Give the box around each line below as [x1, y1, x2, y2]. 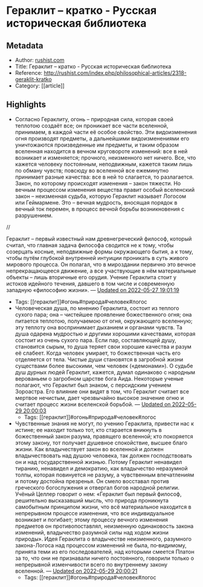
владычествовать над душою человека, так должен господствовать [14, 452, 192, 459]
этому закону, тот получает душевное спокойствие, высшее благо [14, 439, 188, 446]
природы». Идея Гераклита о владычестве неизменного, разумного [14, 535, 192, 542]
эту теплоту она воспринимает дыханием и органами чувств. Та [14, 323, 182, 331]
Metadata [6, 40, 43, 51]
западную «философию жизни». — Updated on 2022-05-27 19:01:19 [6, 286, 179, 293]
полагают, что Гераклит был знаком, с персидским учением [14, 381, 172, 389]
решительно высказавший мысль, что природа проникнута [14, 497, 169, 504]
